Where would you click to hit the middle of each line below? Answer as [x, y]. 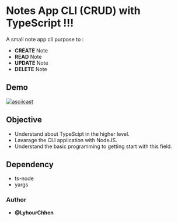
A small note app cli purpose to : [45, 39]
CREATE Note [31, 50]
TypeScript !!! [40, 23]
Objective [24, 120]
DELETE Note [31, 69]
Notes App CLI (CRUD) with [74, 11]
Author [16, 200]
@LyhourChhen [34, 212]
